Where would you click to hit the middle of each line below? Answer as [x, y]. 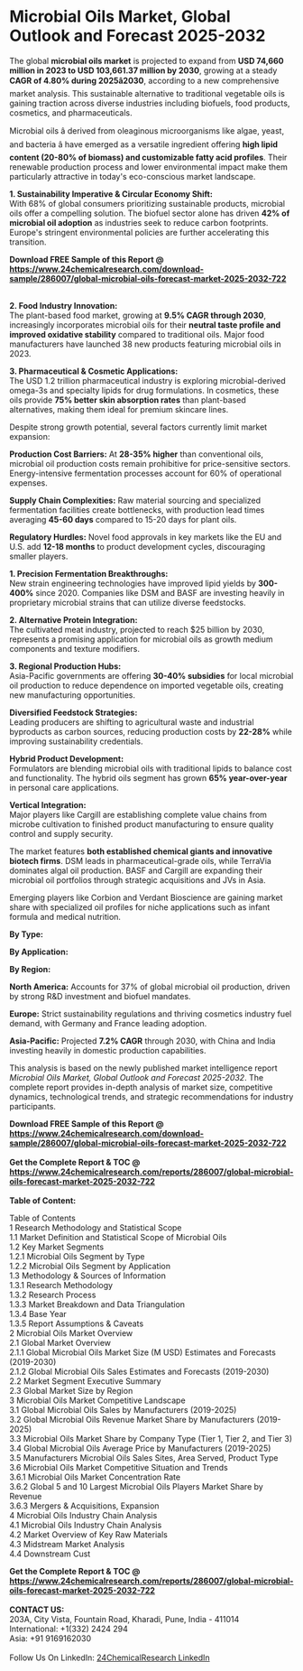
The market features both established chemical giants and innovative [141, 851]
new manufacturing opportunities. [73, 695]
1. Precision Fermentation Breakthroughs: [89, 573]
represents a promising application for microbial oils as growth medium [141, 639]
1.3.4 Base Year [38, 1314]
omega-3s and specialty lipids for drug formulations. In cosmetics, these [144, 390]
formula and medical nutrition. [65, 916]
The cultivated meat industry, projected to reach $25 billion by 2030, [137, 629]
